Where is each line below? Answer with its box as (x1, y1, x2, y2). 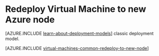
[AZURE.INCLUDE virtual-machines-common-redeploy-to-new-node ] (5, 45, 149, 51)
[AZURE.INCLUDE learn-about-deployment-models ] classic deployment (5, 30, 154, 36)
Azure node (5, 14, 55, 25)
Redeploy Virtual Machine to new (5, 3, 146, 15)
